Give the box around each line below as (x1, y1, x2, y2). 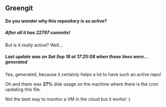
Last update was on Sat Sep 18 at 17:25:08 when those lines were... (5, 53, 148, 59)
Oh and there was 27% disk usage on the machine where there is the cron (5, 81, 158, 87)
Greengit (5, 4, 33, 12)
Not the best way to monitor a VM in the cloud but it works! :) (5, 96, 131, 102)
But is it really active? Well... (5, 42, 63, 48)
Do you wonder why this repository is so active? (5, 17, 107, 24)
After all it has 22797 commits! (5, 29, 71, 35)
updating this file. (5, 86, 41, 92)
